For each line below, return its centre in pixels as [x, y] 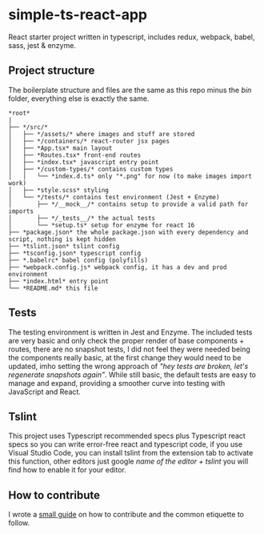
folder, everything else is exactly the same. [79, 98]
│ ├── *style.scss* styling [59, 190]
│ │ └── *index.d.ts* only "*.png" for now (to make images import [130, 176]
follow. [19, 523]
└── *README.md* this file [53, 288]
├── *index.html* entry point [59, 281]
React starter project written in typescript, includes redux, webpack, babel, [132, 37]
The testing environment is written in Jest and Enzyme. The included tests [130, 332]
